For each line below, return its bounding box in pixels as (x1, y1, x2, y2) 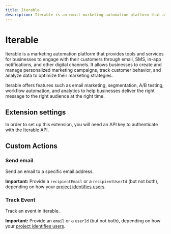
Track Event (5, 196, 36, 203)
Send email (5, 157, 34, 164)
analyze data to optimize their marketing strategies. (5, 72, 113, 79)
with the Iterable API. (5, 127, 49, 133)
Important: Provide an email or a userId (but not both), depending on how (5, 218, 161, 224)
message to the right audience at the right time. (5, 93, 105, 99)
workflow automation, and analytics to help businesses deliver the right (5, 87, 155, 94)
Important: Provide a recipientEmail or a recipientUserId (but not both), (5, 178, 159, 184)
